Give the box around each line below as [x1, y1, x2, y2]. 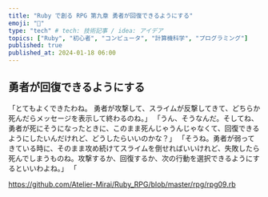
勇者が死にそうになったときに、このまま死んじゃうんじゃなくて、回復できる [8, 123, 260, 133]
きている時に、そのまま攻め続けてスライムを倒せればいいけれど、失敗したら [8, 143, 260, 153]
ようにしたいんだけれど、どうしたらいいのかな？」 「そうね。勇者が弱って [8, 133, 255, 143]
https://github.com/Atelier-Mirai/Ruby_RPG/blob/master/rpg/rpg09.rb [8, 179, 236, 189]
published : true [8, 42, 62, 50]
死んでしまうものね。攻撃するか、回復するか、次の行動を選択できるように [8, 153, 254, 163]
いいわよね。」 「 [22, 163, 78, 173]
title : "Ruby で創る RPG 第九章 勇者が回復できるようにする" [8, 11, 194, 20]
